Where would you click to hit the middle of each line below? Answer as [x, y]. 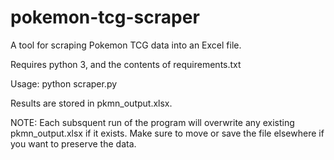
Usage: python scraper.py [64, 83]
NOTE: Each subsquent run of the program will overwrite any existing [152, 122]
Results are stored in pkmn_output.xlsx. [91, 103]
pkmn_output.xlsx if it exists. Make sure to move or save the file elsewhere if [167, 133]
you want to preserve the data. [73, 143]
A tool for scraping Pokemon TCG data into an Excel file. [126, 45]
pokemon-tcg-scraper [105, 17]
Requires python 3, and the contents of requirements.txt [126, 64]
